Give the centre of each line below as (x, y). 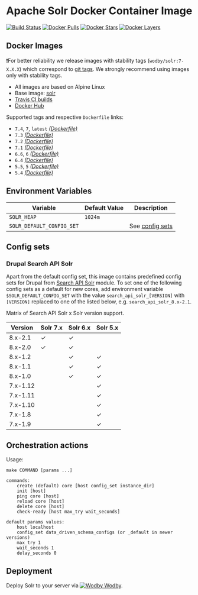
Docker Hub (29, 105)
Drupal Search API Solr (40, 263)
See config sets (151, 226)
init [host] (31, 491)
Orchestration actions (47, 445)
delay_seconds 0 (37, 553)
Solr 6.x (79, 328)
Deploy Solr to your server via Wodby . (64, 585)
